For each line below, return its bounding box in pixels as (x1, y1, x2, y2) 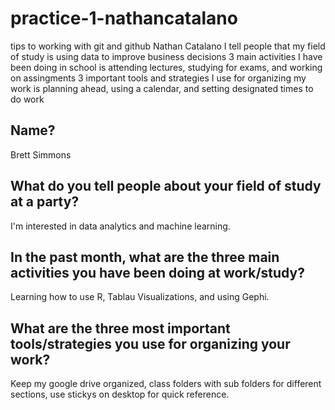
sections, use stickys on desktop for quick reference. (10, 388, 230, 401)
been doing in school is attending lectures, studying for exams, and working (10, 61, 323, 73)
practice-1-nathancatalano (10, 7, 238, 30)
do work (10, 93, 45, 105)
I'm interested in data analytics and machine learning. (10, 220, 231, 232)
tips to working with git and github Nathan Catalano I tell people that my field (10, 40, 326, 52)
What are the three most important (10, 320, 231, 337)
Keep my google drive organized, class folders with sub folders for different (10, 378, 322, 390)
